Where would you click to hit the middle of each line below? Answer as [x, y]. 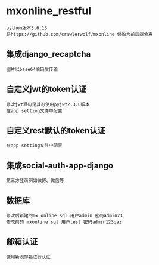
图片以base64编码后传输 [32, 69]
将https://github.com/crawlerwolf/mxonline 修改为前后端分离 [79, 34]
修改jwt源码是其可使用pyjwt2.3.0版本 [48, 104]
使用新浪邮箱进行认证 [28, 257]
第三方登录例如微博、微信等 [35, 181]
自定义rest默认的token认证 [56, 130]
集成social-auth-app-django [60, 165]
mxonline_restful [49, 11]
